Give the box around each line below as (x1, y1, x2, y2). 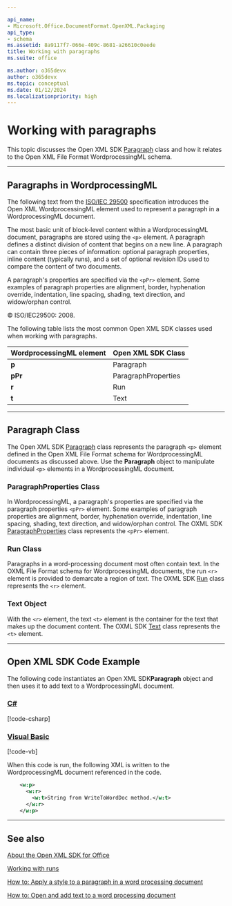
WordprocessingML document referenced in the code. (7, 768, 162, 777)
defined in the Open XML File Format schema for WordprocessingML (7, 450, 203, 458)
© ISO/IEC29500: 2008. (7, 311, 75, 319)
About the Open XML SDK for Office (7, 851, 110, 860)
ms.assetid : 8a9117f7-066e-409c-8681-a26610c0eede (7, 42, 156, 49)
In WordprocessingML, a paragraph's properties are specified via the (7, 498, 204, 506)
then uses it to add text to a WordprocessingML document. (7, 682, 175, 690)
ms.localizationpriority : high (7, 93, 97, 100)
